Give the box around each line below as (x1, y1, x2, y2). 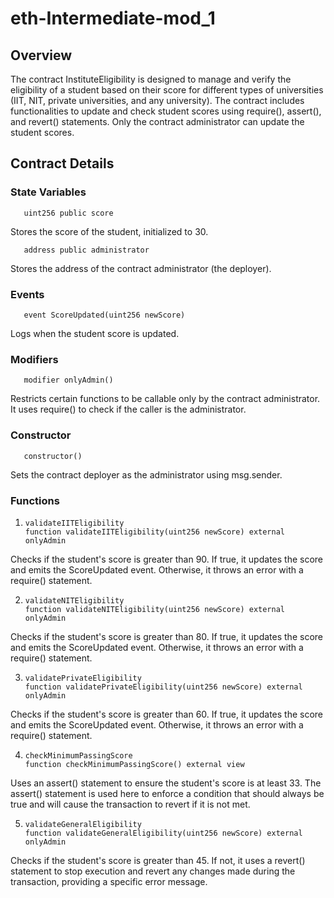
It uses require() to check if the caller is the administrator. (10, 403, 247, 416)
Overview (10, 47, 73, 64)
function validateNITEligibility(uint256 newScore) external (24, 604, 286, 614)
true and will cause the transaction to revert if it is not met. (10, 798, 251, 810)
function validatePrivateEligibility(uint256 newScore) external (24, 682, 303, 692)
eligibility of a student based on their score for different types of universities (10, 84, 324, 96)
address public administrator (23, 245, 150, 255)
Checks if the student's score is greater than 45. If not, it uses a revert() (10, 854, 306, 866)
